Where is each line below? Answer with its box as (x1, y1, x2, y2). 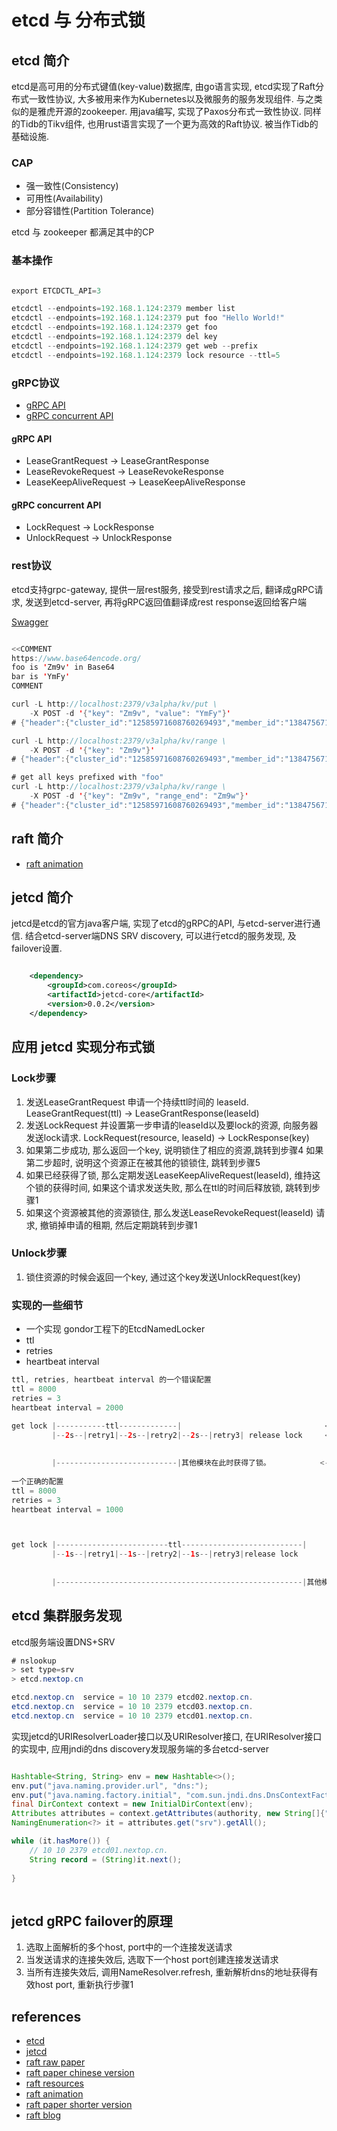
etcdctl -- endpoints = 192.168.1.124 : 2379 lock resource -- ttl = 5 (11, 350, 281, 360)
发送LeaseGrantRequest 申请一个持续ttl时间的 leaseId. (25, 1096, 249, 1108)
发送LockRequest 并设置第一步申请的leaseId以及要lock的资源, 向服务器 (25, 1119, 319, 1131)
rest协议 (11, 559, 52, 573)
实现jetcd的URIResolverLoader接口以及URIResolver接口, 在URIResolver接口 (11, 1730, 323, 1742)
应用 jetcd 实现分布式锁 (11, 1039, 156, 1056)
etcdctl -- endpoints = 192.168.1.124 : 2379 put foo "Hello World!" (11, 313, 285, 323)
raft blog (25, 2109, 62, 2121)
